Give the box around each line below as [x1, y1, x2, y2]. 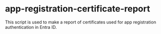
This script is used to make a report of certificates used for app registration [5, 19, 156, 25]
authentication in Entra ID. [5, 24, 57, 30]
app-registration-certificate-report [5, 3, 150, 14]
